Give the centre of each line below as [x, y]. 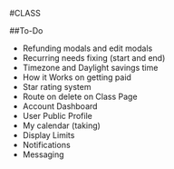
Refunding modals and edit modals [87, 48]
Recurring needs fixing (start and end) [94, 58]
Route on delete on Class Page [80, 96]
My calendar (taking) [62, 125]
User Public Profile [57, 116]
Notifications [46, 145]
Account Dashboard [60, 106]
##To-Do [26, 30]
